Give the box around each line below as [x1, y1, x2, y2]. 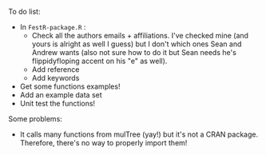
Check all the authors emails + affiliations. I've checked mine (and [31, 31, 249, 40]
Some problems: [8, 114, 62, 123]
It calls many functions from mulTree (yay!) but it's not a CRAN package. [19, 129, 258, 139]
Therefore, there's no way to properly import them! [19, 138, 188, 147]
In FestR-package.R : [19, 22, 86, 31]
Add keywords [31, 74, 80, 82]
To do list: [8, 7, 41, 16]
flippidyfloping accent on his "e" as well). [31, 56, 168, 66]
